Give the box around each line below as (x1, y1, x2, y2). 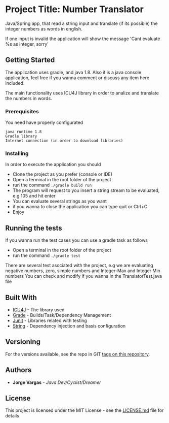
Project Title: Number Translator (5, 4, 144, 15)
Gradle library (5, 134, 37, 139)
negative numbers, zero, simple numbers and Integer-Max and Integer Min (5, 268, 160, 274)
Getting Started (5, 56, 55, 64)
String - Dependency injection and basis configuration (12, 322, 126, 329)
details (5, 413, 19, 419)
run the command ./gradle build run (12, 182, 92, 188)
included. (5, 80, 25, 86)
